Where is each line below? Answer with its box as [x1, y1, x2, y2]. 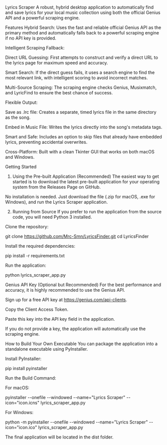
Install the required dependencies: [5, 243, 76, 249]
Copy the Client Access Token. [5, 307, 69, 312]
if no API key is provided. [5, 35, 56, 41]
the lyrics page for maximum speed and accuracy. [5, 60, 108, 65]
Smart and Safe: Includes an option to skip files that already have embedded [5, 134, 162, 139]
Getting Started [5, 164, 37, 169]
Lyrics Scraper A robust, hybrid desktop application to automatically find [5, 4, 154, 10]
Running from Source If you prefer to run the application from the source [12, 209, 162, 214]
